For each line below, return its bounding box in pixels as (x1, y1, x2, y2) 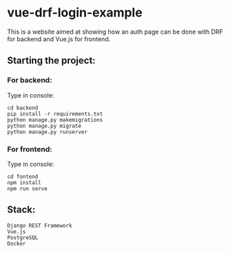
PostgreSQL (7, 234, 39, 241)
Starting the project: (7, 55, 96, 67)
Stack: (7, 204, 36, 216)
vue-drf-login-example (7, 5, 143, 21)
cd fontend (7, 173, 39, 180)
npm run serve (7, 185, 48, 192)
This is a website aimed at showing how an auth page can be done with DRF (7, 27, 224, 36)
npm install (7, 179, 41, 186)
